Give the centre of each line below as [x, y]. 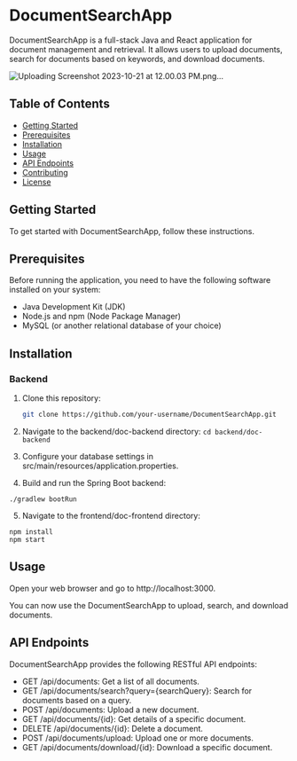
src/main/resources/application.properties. [100, 466]
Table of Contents [60, 104]
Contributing [45, 172]
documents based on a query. [77, 700]
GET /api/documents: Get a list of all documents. [110, 681]
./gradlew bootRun [43, 499]
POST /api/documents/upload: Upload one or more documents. [138, 738]
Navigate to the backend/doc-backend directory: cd [116, 431]
